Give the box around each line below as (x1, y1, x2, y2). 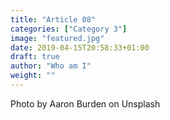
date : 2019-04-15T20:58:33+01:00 (10, 42, 150, 53)
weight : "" (10, 71, 56, 81)
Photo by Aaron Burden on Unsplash (10, 97, 161, 110)
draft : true (10, 52, 60, 62)
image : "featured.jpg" (10, 33, 105, 43)
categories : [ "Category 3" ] (10, 24, 128, 34)
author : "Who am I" (10, 61, 92, 71)
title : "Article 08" (10, 14, 97, 25)
